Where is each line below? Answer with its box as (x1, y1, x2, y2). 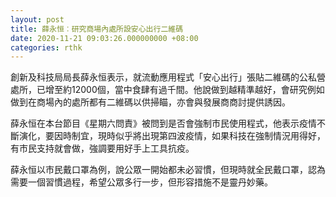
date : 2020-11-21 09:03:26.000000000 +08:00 (10, 33, 199, 43)
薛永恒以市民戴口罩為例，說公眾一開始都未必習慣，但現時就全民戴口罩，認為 (10, 164, 326, 176)
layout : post (10, 14, 65, 25)
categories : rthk (10, 42, 83, 53)
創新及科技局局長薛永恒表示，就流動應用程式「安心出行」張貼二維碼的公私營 (10, 71, 326, 83)
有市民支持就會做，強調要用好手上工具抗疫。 (10, 142, 195, 155)
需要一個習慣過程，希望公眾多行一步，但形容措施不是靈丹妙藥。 (10, 176, 273, 188)
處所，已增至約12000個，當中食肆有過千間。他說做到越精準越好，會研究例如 (10, 84, 325, 96)
